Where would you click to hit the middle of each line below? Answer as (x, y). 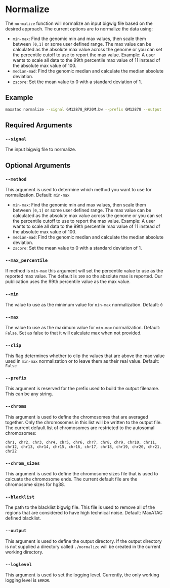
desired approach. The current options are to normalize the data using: (79, 28)
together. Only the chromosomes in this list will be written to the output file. (83, 422)
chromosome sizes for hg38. (35, 485)
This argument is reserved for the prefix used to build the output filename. (82, 389)
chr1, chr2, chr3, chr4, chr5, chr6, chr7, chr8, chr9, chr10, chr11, (81, 442)
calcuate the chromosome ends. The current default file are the (71, 479)
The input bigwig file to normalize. (41, 149)
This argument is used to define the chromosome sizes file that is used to (82, 474)
